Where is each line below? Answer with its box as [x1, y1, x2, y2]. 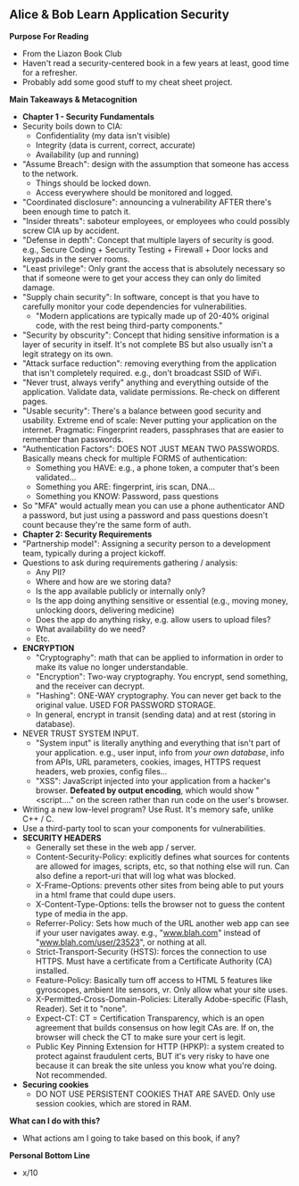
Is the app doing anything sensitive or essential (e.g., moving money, [35, 595, 288, 606]
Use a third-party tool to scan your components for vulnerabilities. [21, 823, 266, 833]
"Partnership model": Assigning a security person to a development [21, 538, 271, 548]
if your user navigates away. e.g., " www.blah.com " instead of [35, 927, 262, 938]
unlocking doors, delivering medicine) [35, 605, 175, 615]
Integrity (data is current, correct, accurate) [35, 139, 196, 150]
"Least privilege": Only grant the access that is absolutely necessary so [21, 263, 286, 273]
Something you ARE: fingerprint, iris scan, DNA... [35, 481, 216, 492]
